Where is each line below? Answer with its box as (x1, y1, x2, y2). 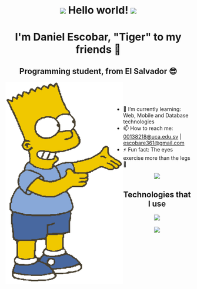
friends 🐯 (75, 43, 121, 56)
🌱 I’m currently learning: (123, 106, 182, 113)
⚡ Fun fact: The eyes (123, 146, 173, 153)
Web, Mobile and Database (123, 112, 189, 119)
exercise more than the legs (123, 154, 191, 162)
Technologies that (123, 189, 191, 200)
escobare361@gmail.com (123, 139, 185, 147)
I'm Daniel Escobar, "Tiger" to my (15, 31, 182, 44)
